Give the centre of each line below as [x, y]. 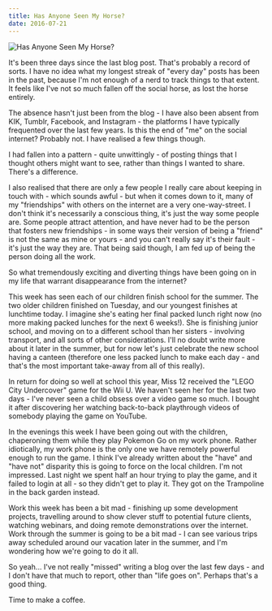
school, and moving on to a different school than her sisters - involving [127, 331]
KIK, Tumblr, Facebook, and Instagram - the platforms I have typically [124, 121]
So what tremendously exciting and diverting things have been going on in [133, 272]
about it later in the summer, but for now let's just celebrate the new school [134, 348]
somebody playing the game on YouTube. [78, 416]
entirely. [22, 97]
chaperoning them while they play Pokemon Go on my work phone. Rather [133, 440]
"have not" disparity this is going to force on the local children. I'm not [125, 466]
